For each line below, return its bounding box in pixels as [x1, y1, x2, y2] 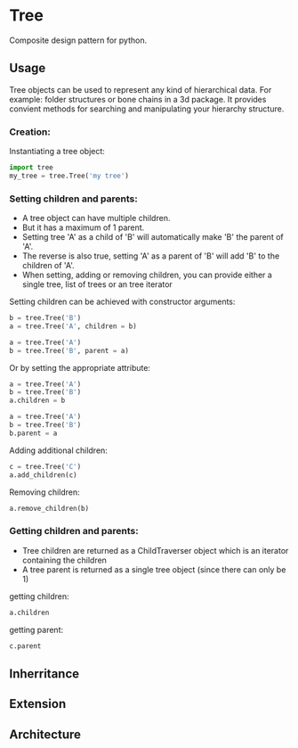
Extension [9, 696, 67, 711]
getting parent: [9, 624, 64, 635]
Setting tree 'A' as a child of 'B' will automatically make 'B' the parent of [21, 232, 284, 242]
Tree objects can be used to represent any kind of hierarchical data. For [9, 84, 272, 95]
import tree [9, 163, 53, 172]
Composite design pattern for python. [9, 35, 148, 45]
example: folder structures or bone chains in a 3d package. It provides [9, 94, 267, 104]
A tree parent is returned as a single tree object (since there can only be [21, 563, 286, 575]
